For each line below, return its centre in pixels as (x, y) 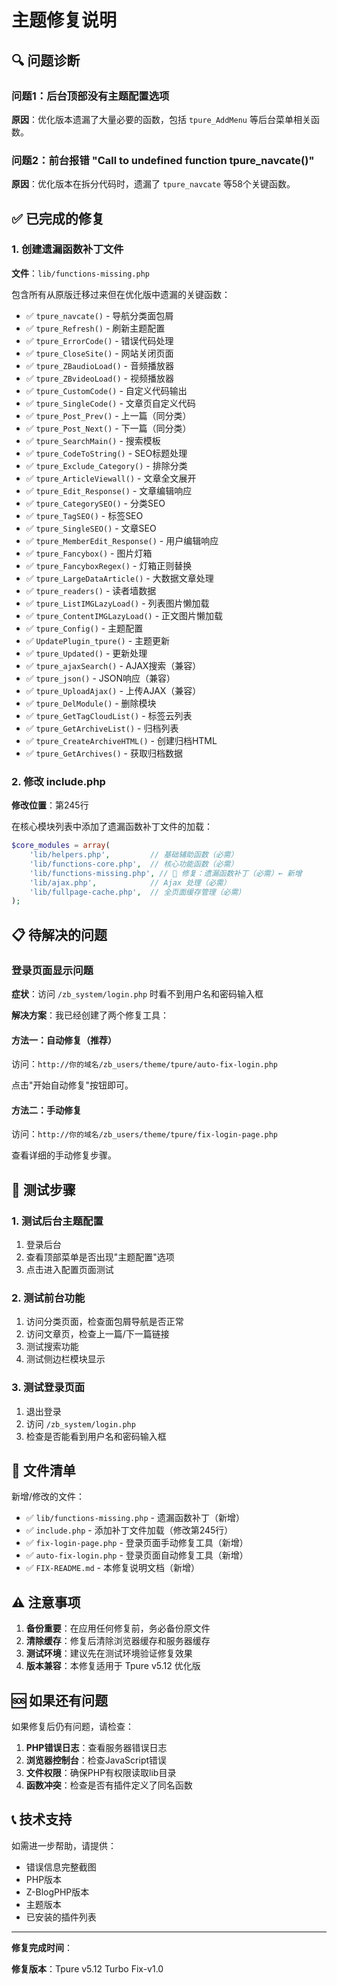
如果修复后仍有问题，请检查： (72, 1727)
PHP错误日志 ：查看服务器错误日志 (96, 1748)
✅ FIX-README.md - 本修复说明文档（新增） (112, 1568)
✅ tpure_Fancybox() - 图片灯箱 (89, 553)
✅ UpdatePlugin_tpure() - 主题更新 (98, 640)
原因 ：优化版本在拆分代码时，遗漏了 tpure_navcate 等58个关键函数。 (153, 184)
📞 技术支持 (42, 1819)
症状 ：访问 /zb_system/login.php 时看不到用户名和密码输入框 (137, 993)
